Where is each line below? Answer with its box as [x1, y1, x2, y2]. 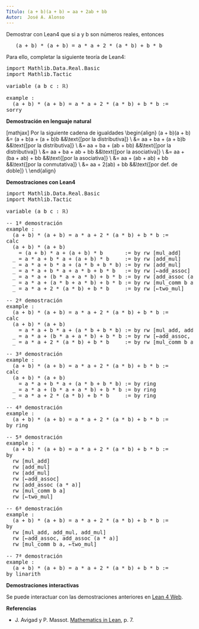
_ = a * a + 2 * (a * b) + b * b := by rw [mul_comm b [12, 338, 188, 345]
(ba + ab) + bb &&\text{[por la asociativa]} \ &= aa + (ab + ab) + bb [6, 154, 169, 161]
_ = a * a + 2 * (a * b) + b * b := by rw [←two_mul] [12, 285, 185, 292]
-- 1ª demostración [6, 219, 63, 227]
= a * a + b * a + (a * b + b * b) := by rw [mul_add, [18, 326, 182, 334]
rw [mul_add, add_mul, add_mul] [12, 529, 107, 536]
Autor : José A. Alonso [6, 14, 65, 20]
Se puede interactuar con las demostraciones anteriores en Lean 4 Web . [6, 593, 184, 600]
